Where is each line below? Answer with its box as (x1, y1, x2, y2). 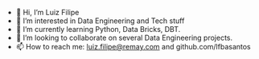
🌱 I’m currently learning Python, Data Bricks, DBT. (15, 25, 181, 33)
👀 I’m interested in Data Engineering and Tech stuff (15, 16, 185, 26)
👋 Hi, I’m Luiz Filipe (15, 8, 80, 17)
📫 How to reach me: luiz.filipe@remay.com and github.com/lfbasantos (15, 42, 251, 51)
